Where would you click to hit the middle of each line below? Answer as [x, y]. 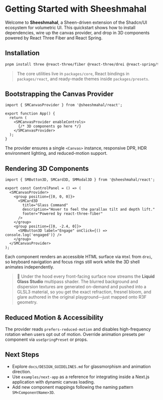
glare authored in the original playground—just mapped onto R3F [82, 297]
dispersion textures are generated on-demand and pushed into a [81, 287]
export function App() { [30, 114]
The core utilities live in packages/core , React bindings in [73, 73]
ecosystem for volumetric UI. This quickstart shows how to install [70, 27]
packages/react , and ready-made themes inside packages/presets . [83, 79]
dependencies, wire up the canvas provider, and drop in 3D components [77, 33]
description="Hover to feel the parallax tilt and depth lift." [89, 210]
